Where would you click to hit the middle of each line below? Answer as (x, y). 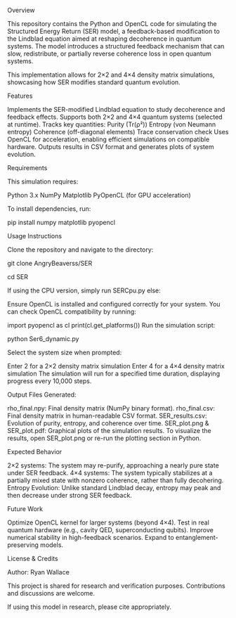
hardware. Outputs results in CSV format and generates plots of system (111, 147)
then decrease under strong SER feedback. (70, 495)
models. (52, 545)
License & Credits (33, 559)
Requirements (27, 168)
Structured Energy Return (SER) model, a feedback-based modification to (113, 31)
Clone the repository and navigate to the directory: (80, 250)
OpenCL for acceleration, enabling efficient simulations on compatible (109, 139)
